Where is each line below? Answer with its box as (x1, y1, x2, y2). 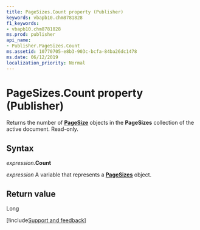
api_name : (6, 37, 32, 43)
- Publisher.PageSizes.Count (6, 43, 80, 49)
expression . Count (6, 159, 52, 167)
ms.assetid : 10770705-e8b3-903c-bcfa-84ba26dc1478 (6, 49, 137, 55)
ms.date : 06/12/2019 (6, 54, 59, 60)
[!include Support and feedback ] (6, 217, 86, 224)
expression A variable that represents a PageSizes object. (6, 171, 152, 178)
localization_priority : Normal (6, 60, 86, 66)
